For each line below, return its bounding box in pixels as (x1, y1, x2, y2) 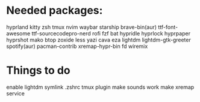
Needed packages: (6, 4, 103, 17)
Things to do (6, 64, 70, 77)
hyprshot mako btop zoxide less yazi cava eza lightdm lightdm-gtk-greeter (6, 36, 191, 43)
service (6, 89, 25, 97)
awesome (6, 29, 31, 37)
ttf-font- (157, 23, 178, 31)
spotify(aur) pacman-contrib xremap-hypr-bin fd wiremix (6, 43, 148, 50)
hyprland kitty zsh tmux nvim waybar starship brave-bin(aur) (6, 23, 157, 31)
